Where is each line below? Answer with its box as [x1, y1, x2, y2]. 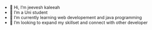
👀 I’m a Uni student [9, 10, 48, 15]
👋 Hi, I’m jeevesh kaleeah [9, 5, 60, 10]
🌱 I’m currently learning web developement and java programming [9, 15, 142, 20]
